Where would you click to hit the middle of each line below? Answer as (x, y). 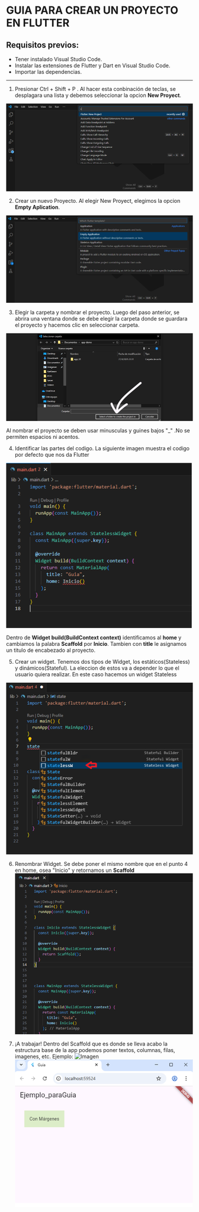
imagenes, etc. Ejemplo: (44, 1057)
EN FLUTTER (38, 23)
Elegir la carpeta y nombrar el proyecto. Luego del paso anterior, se (97, 312)
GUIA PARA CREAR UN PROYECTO (92, 10)
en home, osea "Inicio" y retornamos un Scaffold (75, 870)
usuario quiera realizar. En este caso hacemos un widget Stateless (96, 674)
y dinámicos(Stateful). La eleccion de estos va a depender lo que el (97, 668)
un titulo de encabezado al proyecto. (51, 650)
